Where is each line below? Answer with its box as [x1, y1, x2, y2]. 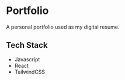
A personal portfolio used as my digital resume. [6, 23, 120, 30]
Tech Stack [6, 40, 48, 50]
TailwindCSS [14, 68, 46, 75]
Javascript [14, 55, 40, 62]
